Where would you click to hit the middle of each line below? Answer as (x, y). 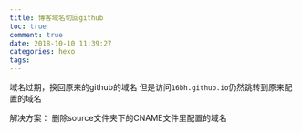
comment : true (36, 35)
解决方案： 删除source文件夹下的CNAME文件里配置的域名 (118, 118)
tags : (20, 60)
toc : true (28, 26)
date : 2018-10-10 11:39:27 (61, 43)
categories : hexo (42, 52)
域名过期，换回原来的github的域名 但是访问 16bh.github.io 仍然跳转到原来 (147, 87)
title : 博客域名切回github (57, 18)
